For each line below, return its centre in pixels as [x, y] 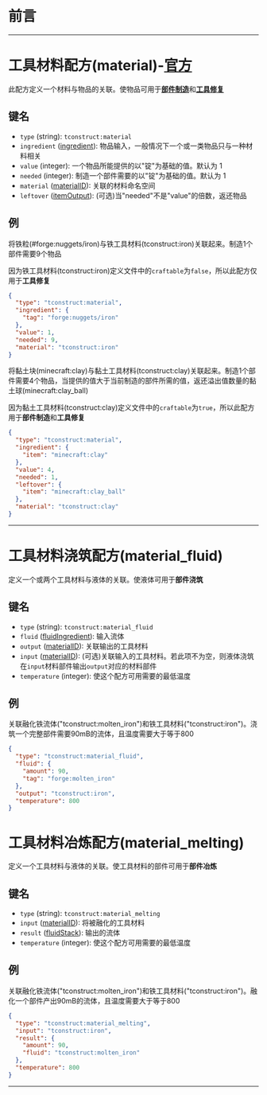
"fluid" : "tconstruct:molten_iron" [81, 1053]
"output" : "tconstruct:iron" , [65, 793]
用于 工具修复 [29, 280]
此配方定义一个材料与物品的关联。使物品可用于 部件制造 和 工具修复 [116, 89]
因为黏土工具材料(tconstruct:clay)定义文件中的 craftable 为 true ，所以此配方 [132, 407]
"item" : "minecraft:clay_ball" [74, 492]
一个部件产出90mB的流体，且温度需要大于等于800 [97, 1000]
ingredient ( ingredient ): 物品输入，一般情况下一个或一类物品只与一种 [133, 146]
